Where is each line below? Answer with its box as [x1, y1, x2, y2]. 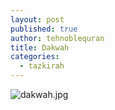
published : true [10, 24, 78, 34]
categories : [10, 52, 60, 62]
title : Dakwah [10, 42, 70, 53]
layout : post [10, 14, 65, 25]
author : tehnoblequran [10, 33, 105, 43]
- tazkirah [19, 61, 65, 71]
